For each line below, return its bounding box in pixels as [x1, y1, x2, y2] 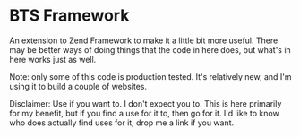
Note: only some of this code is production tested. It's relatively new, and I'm [9, 71, 292, 81]
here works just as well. [9, 54, 97, 64]
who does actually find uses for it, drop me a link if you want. [9, 117, 235, 128]
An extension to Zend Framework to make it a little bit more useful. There [9, 35, 279, 46]
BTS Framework [9, 5, 130, 26]
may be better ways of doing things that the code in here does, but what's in [9, 44, 291, 55]
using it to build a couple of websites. [9, 81, 148, 91]
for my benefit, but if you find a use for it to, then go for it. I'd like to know [9, 107, 279, 118]
